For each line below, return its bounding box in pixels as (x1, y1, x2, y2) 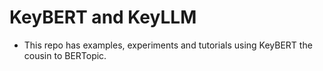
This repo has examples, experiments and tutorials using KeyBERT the (23, 39, 313, 51)
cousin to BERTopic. (23, 49, 107, 61)
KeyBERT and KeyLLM (9, 6, 197, 29)
